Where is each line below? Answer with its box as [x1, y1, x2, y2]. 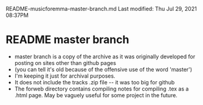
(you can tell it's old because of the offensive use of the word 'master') [14, 66, 193, 73]
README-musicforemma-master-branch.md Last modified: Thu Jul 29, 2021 [5, 5, 197, 12]
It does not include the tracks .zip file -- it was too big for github [14, 78, 175, 86]
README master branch [5, 33, 129, 47]
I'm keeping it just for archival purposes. [14, 72, 116, 80]
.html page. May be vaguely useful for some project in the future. [14, 91, 177, 99]
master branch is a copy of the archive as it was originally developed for [14, 53, 196, 60]
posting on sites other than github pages [14, 59, 117, 66]
